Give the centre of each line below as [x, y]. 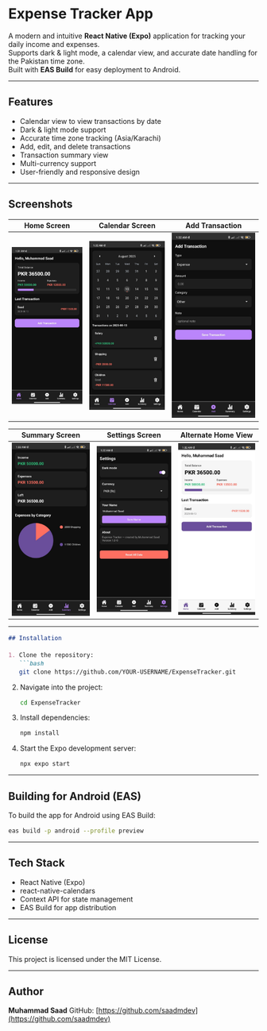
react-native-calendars [57, 890]
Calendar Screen [128, 226]
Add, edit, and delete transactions [75, 146]
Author [26, 991]
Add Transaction [214, 226]
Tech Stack [37, 863]
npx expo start [45, 764]
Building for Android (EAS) [75, 796]
